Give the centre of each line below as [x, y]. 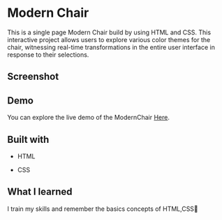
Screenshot [33, 77]
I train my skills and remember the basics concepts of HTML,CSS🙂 [103, 209]
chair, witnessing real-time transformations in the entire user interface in [111, 47]
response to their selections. [48, 55]
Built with [28, 139]
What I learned [40, 192]
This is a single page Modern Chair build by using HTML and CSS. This [109, 32]
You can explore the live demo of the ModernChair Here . [88, 118]
